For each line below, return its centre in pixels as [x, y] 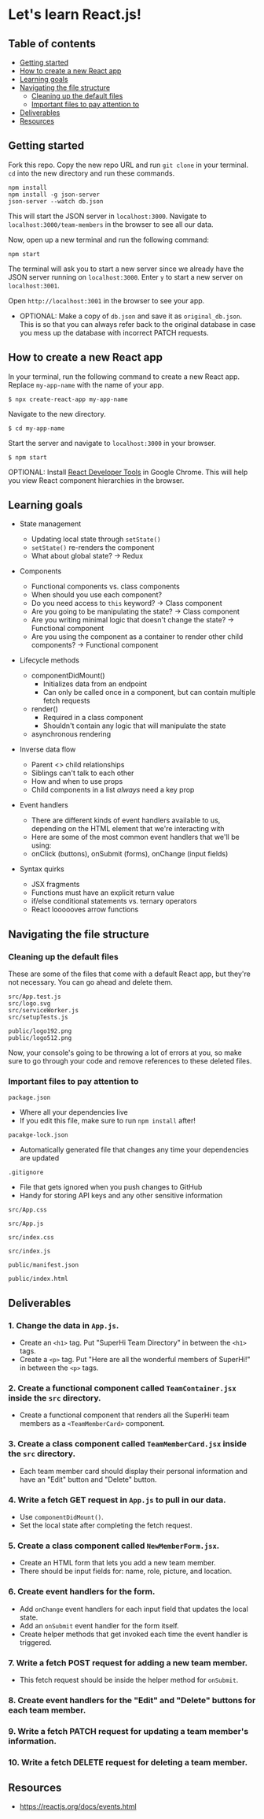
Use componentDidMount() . [61, 1517]
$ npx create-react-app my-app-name [68, 399]
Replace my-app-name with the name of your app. [86, 384]
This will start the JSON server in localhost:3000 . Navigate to [107, 216]
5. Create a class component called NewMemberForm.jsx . [114, 1546]
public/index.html [38, 1279]
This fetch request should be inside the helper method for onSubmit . [129, 1680]
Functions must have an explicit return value [103, 893]
